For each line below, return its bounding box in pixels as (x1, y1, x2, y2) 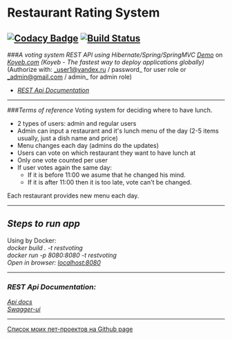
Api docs (7, 298, 32, 306)
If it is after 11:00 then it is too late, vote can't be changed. (27, 178, 192, 186)
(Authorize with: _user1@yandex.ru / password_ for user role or (7, 66, 186, 73)
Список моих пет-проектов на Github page (7, 325, 133, 333)
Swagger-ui (7, 305, 41, 314)
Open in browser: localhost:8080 (7, 258, 101, 267)
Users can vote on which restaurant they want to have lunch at (17, 149, 196, 157)
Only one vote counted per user (17, 156, 108, 164)
